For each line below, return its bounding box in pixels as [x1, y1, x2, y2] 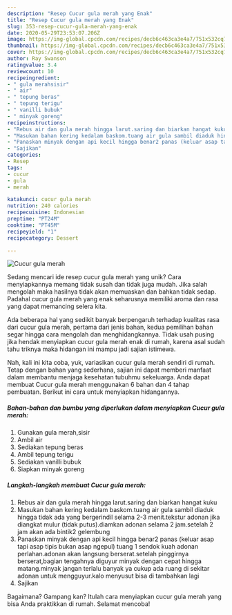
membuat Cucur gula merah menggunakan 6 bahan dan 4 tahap [7, 381, 190, 389]
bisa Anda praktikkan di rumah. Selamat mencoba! [7, 600, 151, 608]
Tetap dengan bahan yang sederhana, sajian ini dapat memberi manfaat [7, 366, 212, 374]
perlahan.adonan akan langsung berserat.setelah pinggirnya [17, 550, 189, 558]
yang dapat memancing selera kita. [7, 302, 107, 311]
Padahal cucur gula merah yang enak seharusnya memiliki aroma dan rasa [7, 295, 219, 303]
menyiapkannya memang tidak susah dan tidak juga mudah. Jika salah [7, 281, 208, 289]
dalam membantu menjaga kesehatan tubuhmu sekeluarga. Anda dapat [7, 373, 210, 381]
